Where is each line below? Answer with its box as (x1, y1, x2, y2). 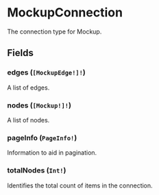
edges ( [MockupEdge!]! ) (7, 68, 86, 77)
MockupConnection (7, 5, 123, 21)
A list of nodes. (7, 116, 50, 124)
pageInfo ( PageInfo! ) (7, 133, 77, 142)
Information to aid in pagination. (7, 148, 97, 157)
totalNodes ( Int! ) (7, 166, 66, 175)
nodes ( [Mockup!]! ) (7, 101, 72, 110)
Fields (7, 47, 34, 59)
